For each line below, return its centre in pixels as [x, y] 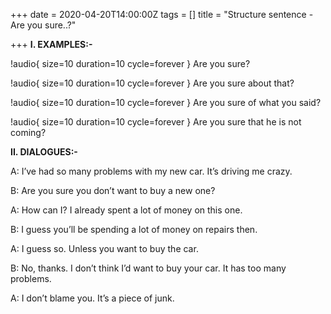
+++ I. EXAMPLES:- [51, 44]
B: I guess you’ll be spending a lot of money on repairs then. [134, 229]
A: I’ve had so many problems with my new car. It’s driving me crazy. [151, 171]
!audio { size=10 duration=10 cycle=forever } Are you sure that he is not [156, 122]
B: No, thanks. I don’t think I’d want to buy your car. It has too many [148, 268]
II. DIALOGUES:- [44, 152]
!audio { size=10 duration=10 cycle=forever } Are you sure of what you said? [166, 102]
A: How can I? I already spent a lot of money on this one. [126, 210]
